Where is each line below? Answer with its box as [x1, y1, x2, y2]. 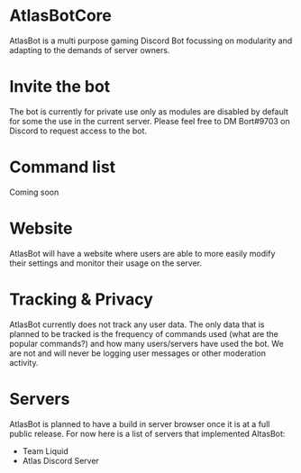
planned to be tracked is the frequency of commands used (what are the [9, 328, 279, 339]
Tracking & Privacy [9, 289, 153, 309]
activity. [9, 357, 39, 368]
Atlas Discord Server [22, 455, 99, 466]
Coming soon [9, 186, 59, 197]
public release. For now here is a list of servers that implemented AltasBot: [9, 428, 286, 439]
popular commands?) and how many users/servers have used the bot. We [9, 338, 284, 349]
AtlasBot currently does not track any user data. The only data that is [9, 319, 265, 330]
